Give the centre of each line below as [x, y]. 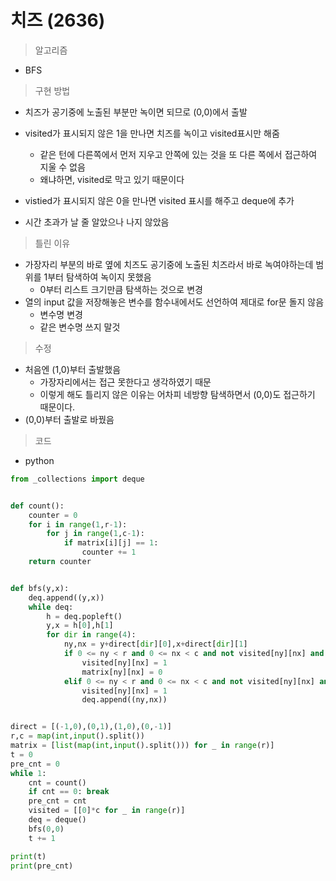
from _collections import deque [77, 479]
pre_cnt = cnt [57, 801]
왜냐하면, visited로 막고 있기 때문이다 [112, 179]
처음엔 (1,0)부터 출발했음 [73, 369]
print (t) [28, 856]
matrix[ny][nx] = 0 [122, 672]
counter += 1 [109, 552]
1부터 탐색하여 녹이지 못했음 [97, 277]
